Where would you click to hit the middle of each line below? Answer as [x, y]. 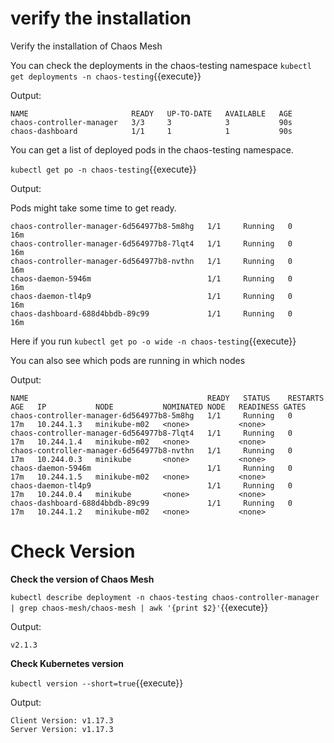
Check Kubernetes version [67, 663]
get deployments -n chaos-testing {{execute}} [106, 76]
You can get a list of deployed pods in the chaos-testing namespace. [152, 149]
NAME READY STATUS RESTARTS [167, 398]
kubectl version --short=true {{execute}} [97, 683]
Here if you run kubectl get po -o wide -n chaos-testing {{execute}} [153, 341]
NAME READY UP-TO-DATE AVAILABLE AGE [151, 113]
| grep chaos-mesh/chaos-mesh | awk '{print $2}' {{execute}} [139, 607]
